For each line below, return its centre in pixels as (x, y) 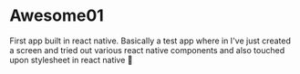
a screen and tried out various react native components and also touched (147, 50)
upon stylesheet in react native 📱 (71, 60)
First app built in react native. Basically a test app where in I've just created (150, 41)
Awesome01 (57, 16)
